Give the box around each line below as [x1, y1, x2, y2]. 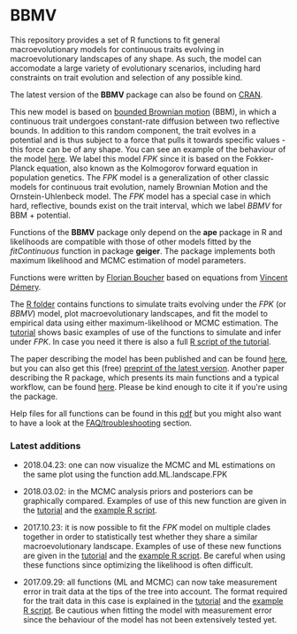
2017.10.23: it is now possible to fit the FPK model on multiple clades [22, 523, 271, 533]
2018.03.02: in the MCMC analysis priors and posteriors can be [22, 486, 254, 497]
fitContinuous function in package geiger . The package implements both [10, 245, 276, 256]
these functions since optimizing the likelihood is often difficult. [22, 560, 254, 570]
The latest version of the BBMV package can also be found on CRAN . [10, 89, 263, 100]
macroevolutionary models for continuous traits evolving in [10, 43, 225, 54]
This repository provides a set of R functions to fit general [10, 34, 220, 45]
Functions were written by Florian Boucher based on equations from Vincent [10, 271, 288, 283]
